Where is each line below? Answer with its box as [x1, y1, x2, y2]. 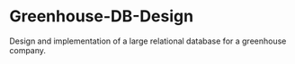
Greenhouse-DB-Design [9, 6, 194, 27]
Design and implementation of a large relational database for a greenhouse [9, 36, 287, 46]
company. [9, 44, 47, 55]
